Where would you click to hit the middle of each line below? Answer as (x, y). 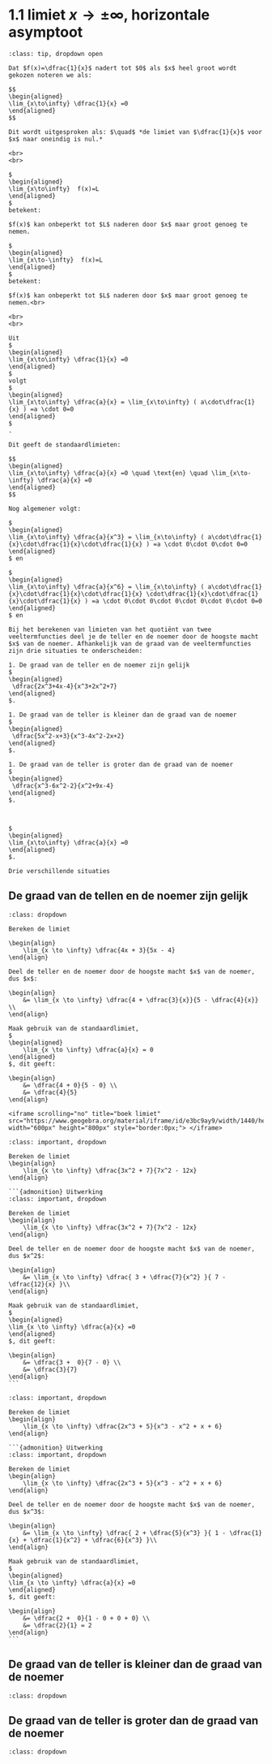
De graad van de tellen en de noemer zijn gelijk (128, 896)
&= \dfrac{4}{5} (51, 1092)
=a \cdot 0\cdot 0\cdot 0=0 (201, 544)
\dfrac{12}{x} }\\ (39, 1284)
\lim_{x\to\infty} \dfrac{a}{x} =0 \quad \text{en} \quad (108, 473)
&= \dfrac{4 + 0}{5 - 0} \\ (70, 1085)
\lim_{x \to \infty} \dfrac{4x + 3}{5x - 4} (99, 950)
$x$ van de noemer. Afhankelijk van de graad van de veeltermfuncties (130, 643)
